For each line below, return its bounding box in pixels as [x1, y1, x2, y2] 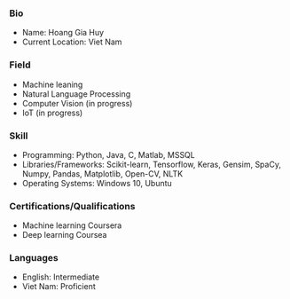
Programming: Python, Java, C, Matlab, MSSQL [21, 149, 195, 160]
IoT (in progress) [21, 107, 83, 118]
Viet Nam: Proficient [21, 281, 96, 292]
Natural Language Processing [21, 88, 131, 99]
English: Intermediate [21, 271, 100, 282]
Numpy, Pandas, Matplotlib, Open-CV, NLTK [21, 168, 184, 179]
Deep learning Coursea [21, 230, 107, 240]
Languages [9, 252, 59, 264]
